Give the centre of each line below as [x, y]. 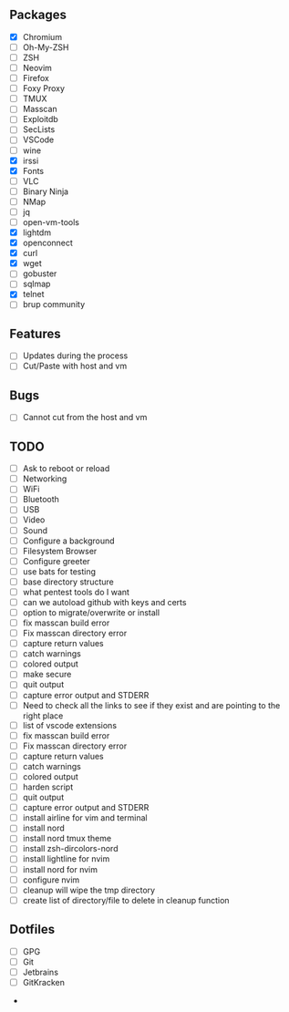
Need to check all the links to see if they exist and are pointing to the [151, 705]
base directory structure [68, 582]
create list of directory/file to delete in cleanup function [126, 900]
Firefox [36, 78]
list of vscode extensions [69, 725]
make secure [47, 675]
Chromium [42, 36]
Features [35, 333]
